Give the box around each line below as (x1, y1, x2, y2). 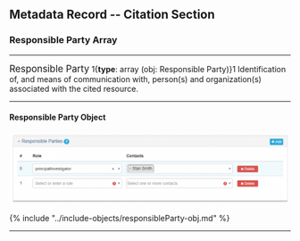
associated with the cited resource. (9, 83, 138, 94)
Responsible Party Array (9, 34, 118, 46)
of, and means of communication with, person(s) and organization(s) (9, 73, 262, 84)
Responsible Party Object (9, 112, 106, 123)
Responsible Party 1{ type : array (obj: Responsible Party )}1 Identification (9, 62, 287, 75)
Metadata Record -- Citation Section (9, 7, 216, 22)
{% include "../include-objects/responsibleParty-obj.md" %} (9, 213, 230, 224)
